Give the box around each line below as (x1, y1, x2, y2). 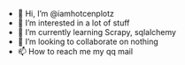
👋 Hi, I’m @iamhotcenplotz (17, 9, 115, 18)
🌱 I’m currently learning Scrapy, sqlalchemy (17, 27, 177, 37)
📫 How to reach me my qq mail (17, 47, 134, 56)
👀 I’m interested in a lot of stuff (17, 18, 130, 28)
